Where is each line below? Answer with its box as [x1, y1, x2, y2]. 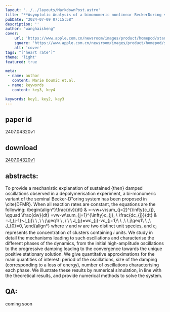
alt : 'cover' [14, 45, 42, 50]
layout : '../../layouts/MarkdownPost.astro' [5, 7, 101, 13]
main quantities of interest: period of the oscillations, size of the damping [5, 256, 158, 262]
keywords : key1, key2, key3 [5, 96, 65, 101]
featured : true [5, 59, 37, 64]
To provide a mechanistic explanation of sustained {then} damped [5, 185, 143, 191]
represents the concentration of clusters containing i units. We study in [5, 229, 153, 235]
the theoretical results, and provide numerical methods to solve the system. [5, 272, 163, 279]
